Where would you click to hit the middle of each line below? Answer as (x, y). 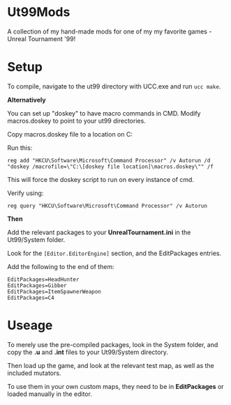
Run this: (20, 148)
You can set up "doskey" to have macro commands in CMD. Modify (104, 113)
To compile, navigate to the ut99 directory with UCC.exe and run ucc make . (114, 86)
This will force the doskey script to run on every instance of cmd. (100, 179)
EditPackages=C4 (31, 298)
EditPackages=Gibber (37, 285)
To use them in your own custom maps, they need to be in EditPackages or (116, 386)
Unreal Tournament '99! (42, 38)
